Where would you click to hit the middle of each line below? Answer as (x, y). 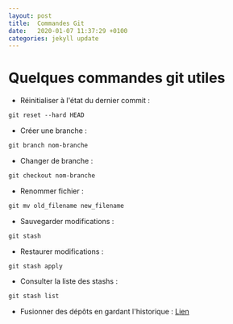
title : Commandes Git (46, 23)
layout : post (30, 16)
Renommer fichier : (52, 191)
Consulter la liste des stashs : (69, 281)
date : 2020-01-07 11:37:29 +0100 (68, 31)
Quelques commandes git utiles (117, 78)
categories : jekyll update (54, 38)
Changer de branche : (56, 160)
